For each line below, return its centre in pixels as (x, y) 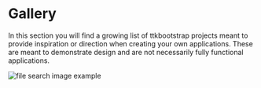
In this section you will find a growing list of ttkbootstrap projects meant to (128, 35)
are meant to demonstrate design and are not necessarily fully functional (126, 52)
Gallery (32, 14)
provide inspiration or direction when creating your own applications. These (130, 43)
